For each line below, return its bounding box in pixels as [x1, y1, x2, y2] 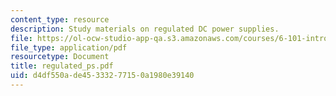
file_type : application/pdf [10, 42, 128, 53]
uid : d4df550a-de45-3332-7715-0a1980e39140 [10, 71, 195, 81]
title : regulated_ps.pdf [10, 61, 114, 71]
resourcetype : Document [10, 52, 110, 62]
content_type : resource [10, 14, 110, 25]
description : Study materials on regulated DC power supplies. [10, 24, 280, 34]
